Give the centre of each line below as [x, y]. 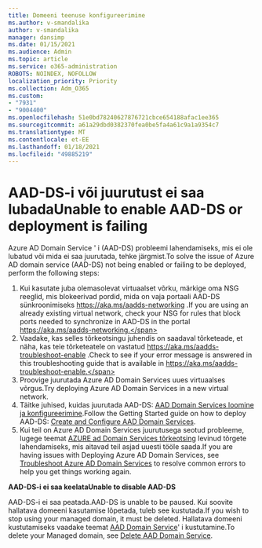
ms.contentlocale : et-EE [49, 139]
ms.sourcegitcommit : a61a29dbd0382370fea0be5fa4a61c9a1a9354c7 [114, 125]
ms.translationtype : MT [47, 132]
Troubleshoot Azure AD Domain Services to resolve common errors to [132, 463]
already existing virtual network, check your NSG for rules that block [130, 313]
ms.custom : [26, 96]
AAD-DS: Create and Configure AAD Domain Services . [107, 422]
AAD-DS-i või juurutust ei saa [106, 193]
